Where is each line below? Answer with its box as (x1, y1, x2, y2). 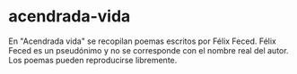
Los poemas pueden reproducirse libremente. (8, 54, 178, 65)
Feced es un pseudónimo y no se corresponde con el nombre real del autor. (8, 45, 289, 55)
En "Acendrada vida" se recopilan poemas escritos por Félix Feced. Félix (8, 36, 277, 46)
